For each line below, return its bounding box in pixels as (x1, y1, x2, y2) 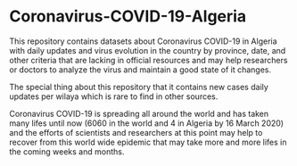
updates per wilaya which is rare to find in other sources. (9, 91, 219, 102)
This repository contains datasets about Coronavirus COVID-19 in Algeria (9, 36, 278, 46)
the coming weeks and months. (9, 145, 125, 157)
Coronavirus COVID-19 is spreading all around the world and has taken (9, 108, 269, 119)
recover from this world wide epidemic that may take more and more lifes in (9, 137, 287, 147)
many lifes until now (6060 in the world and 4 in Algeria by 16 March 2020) (9, 118, 284, 129)
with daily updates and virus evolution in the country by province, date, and (9, 45, 286, 55)
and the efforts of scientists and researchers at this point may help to (9, 127, 263, 137)
